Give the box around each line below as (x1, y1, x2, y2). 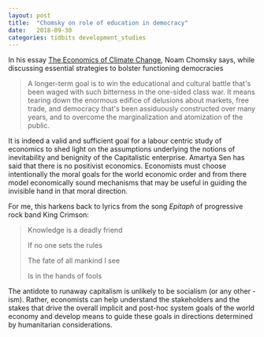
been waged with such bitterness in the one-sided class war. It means (27, 88, 255, 97)
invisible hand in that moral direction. (8, 186, 128, 196)
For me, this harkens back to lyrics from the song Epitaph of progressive (8, 202, 244, 212)
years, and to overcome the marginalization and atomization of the (27, 112, 244, 122)
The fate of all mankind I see (27, 256, 121, 265)
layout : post (8, 11, 51, 20)
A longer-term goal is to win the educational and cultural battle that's (27, 79, 251, 88)
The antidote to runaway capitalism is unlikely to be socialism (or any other (8, 286, 251, 296)
